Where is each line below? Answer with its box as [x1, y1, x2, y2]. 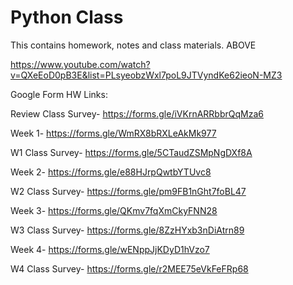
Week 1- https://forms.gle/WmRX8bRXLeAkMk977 [10, 127, 217, 139]
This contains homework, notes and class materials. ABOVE [10, 39, 257, 51]
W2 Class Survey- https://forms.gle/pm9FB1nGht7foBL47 [10, 185, 247, 197]
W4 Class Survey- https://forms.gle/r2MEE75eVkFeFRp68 [10, 262, 249, 275]
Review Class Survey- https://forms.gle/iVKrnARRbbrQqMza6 [10, 107, 264, 120]
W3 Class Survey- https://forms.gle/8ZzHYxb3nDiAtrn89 [10, 224, 245, 236]
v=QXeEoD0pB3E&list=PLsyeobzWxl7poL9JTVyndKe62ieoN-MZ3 [10, 69, 283, 81]
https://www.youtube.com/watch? [10, 58, 151, 70]
